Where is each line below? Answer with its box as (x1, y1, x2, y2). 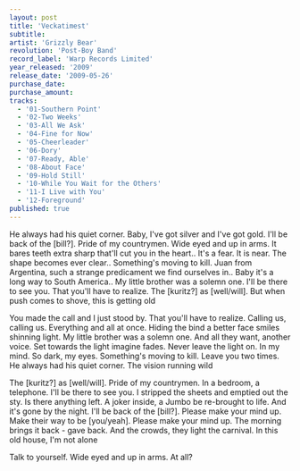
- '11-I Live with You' (17, 188, 105, 197)
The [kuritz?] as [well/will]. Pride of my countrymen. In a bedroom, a (9, 377, 261, 388)
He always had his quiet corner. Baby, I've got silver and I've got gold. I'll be (9, 229, 288, 240)
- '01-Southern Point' (17, 105, 102, 114)
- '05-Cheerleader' (17, 138, 90, 147)
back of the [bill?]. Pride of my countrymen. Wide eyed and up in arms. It (9, 238, 277, 248)
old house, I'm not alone (9, 434, 98, 445)
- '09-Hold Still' (17, 171, 87, 180)
